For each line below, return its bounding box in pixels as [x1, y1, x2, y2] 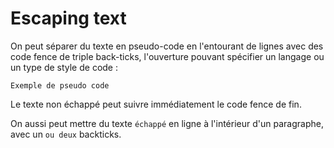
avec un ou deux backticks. [10, 128, 122, 140]
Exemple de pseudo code [10, 80, 110, 91]
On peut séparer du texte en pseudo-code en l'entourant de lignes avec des [10, 40, 324, 52]
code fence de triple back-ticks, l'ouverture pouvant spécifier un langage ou [10, 50, 325, 62]
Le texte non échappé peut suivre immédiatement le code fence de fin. [10, 98, 302, 110]
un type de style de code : [10, 61, 118, 73]
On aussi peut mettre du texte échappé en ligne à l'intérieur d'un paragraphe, [10, 117, 324, 129]
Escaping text [10, 7, 127, 30]
